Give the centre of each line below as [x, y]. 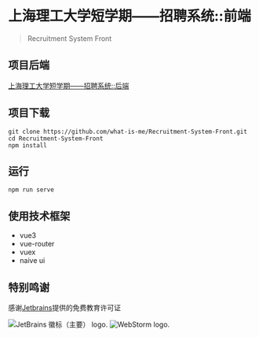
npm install [27, 145]
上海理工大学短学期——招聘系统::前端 [129, 16]
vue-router [37, 244]
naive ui [32, 261]
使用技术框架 [39, 216]
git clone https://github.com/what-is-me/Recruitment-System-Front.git [128, 131]
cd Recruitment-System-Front [56, 139]
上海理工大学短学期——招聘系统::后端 [69, 85]
